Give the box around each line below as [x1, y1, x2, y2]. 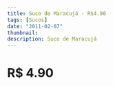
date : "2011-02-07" [7, 23, 63, 30]
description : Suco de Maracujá [7, 36, 97, 43]
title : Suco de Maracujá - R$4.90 [7, 10, 107, 17]
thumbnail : [7, 29, 39, 36]
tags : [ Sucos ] [7, 17, 48, 23]
